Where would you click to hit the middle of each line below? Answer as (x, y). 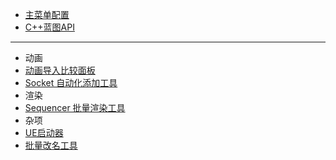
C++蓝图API (49, 27)
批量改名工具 (51, 145)
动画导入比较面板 (60, 70)
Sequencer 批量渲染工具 (75, 107)
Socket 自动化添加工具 (71, 82)
